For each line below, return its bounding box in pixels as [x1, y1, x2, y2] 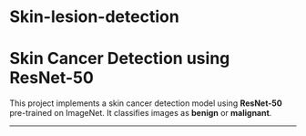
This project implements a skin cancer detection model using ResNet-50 [9, 98, 282, 109]
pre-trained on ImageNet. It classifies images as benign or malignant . [9, 108, 272, 119]
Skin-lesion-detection [9, 6, 179, 27]
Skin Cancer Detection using [9, 48, 230, 69]
